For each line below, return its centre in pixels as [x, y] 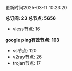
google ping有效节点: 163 [32, 40]
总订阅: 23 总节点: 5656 [31, 18]
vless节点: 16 [26, 29]
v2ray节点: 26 [27, 57]
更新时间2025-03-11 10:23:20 [36, 7]
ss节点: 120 [25, 50]
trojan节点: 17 [27, 63]
